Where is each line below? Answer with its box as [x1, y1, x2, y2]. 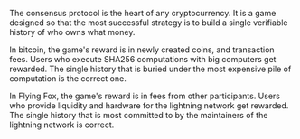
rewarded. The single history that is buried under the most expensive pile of [9, 63, 292, 74]
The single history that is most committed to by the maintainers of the [9, 110, 268, 120]
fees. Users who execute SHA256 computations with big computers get [9, 54, 277, 64]
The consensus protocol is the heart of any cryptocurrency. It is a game [9, 8, 277, 18]
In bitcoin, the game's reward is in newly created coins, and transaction [9, 44, 275, 55]
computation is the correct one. [9, 73, 127, 84]
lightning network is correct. [9, 119, 115, 130]
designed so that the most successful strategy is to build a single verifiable [9, 17, 288, 28]
